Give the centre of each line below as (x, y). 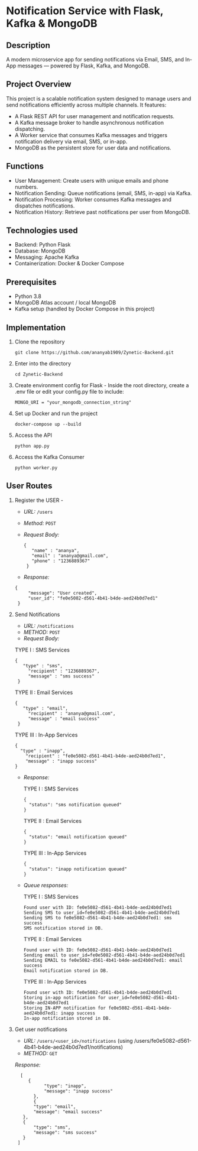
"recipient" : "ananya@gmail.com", (72, 714)
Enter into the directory (43, 364)
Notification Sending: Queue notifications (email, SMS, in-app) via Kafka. (103, 193)
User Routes (29, 486)
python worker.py (36, 468)
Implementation (36, 327)
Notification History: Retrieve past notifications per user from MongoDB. (103, 212)
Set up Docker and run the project (56, 414)
